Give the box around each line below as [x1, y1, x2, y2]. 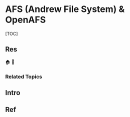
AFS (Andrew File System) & [5, 3, 125, 15]
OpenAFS [5, 14, 46, 25]
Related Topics [5, 73, 43, 80]
